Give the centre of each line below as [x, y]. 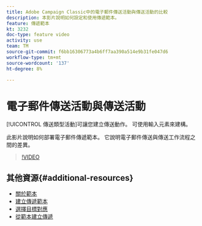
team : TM [17, 46]
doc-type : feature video [38, 35]
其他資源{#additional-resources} [70, 178]
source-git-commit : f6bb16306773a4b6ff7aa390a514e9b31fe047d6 [87, 52]
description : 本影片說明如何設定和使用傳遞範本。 [63, 18]
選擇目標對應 [31, 209]
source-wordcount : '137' [38, 63]
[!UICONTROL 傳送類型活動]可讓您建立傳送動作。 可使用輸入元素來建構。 [99, 124]
